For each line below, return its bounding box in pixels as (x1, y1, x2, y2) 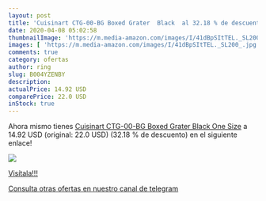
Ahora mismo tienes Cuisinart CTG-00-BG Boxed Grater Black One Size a (8, 122, 248, 131)
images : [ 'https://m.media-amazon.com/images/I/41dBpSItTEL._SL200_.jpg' (8, 41, 260, 49)
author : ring (8, 63, 51, 71)
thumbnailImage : (8, 33, 62, 42)
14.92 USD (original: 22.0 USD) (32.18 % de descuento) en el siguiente (8, 130, 237, 139)
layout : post (8, 11, 51, 20)
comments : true (8, 48, 59, 56)
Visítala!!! (8, 169, 38, 178)
